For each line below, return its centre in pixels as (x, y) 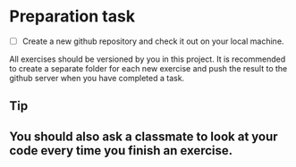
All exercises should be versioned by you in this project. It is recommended (148, 59)
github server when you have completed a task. (97, 78)
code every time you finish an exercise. (121, 150)
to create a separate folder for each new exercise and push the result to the (148, 68)
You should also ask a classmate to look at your (144, 136)
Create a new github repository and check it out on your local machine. (153, 41)
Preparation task (72, 17)
